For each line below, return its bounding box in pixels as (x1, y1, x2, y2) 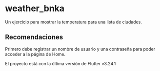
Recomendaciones (5, 33, 63, 41)
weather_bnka (5, 3, 65, 14)
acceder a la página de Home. (5, 51, 66, 57)
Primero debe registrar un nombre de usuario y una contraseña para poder (5, 46, 155, 52)
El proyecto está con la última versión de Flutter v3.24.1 (5, 60, 116, 66)
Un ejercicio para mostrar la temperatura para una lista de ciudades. (5, 19, 142, 25)
